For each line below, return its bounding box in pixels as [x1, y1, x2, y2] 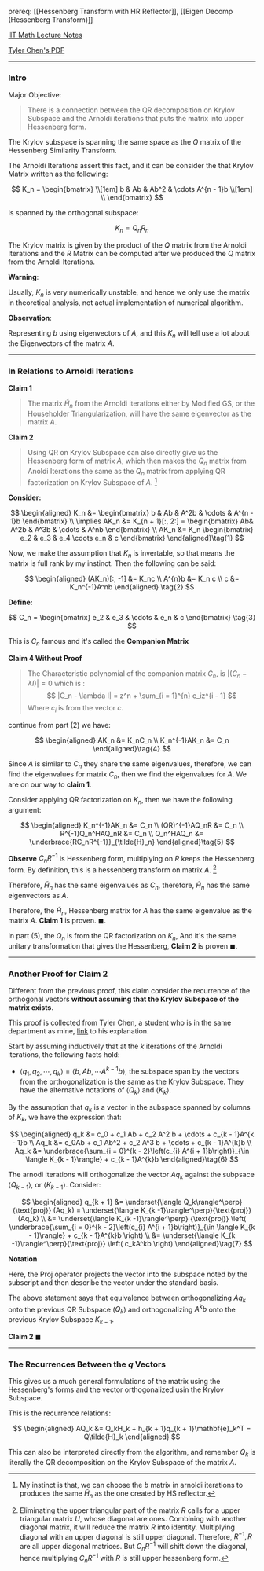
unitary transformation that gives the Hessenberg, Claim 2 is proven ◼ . [8, 941, 238, 951]
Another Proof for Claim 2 [8, 968, 108, 979]
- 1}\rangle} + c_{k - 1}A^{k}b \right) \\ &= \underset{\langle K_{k [28, 1230, 236, 1240]
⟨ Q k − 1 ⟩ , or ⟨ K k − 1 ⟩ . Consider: [8, 1180, 101, 1191]
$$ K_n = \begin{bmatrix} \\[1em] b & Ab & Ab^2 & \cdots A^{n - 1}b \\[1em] [11, 185, 253, 194]
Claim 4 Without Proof [8, 653, 82, 663]
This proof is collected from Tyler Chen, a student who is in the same [8, 1018, 232, 1028]
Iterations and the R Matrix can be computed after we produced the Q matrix [8, 249, 256, 259]
